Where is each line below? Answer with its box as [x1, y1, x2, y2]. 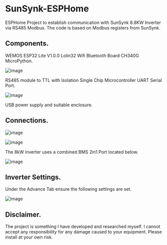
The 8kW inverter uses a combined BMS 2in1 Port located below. [5, 149, 138, 155]
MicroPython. [5, 58, 33, 64]
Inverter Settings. [5, 173, 61, 181]
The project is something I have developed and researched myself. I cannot [5, 224, 160, 230]
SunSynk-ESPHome [5, 3, 89, 14]
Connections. [5, 116, 48, 125]
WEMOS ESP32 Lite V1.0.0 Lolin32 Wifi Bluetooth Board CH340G [5, 52, 139, 58]
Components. [5, 39, 49, 48]
